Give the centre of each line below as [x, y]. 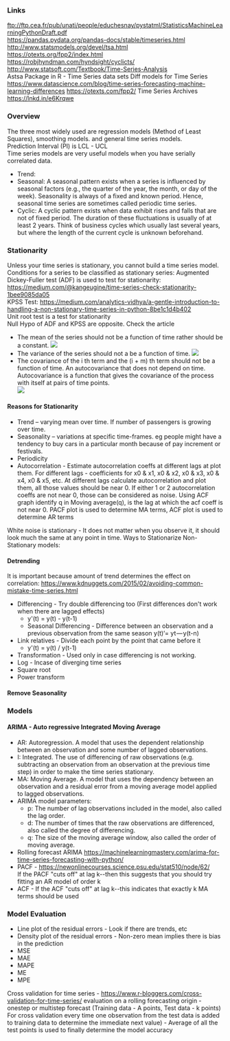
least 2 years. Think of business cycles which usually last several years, [119, 225]
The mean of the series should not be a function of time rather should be [120, 337]
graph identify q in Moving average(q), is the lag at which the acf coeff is [120, 503]
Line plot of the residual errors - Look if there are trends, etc [102, 929]
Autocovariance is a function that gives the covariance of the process [115, 375]
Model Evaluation [37, 914]
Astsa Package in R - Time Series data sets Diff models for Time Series [107, 76]
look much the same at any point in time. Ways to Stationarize [94, 538]
